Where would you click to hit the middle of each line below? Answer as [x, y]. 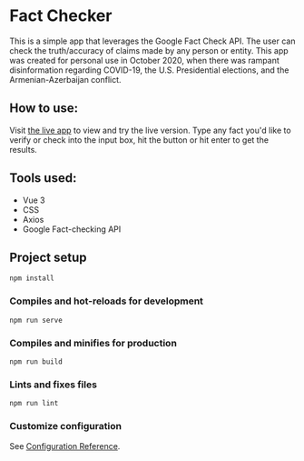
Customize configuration [66, 426]
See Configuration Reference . [65, 446]
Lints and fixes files [54, 385]
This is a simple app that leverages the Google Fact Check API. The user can [152, 41]
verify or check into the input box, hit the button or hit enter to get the [139, 140]
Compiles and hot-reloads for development [107, 301]
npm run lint [34, 404]
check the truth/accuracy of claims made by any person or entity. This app [149, 50]
